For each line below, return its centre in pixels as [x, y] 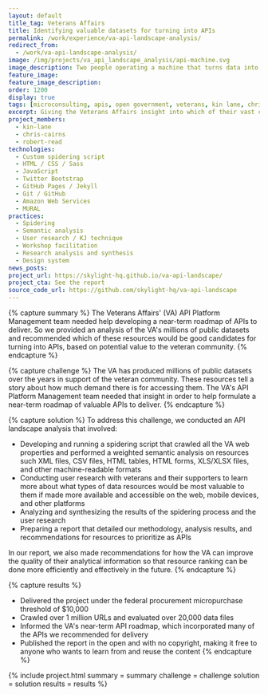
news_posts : [28, 268]
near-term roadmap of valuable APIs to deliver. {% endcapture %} [117, 405]
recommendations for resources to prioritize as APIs [105, 537]
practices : [26, 216]
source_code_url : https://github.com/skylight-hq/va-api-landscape [123, 290]
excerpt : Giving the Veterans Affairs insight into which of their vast [132, 113]
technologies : [32, 149]
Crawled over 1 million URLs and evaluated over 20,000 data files [126, 618]
